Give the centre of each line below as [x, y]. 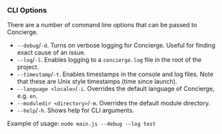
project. [28, 67]
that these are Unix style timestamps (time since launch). [97, 82]
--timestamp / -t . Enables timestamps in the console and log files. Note [115, 74]
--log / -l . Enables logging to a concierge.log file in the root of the [109, 60]
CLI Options [27, 10]
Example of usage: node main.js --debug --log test [81, 124]
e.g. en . [27, 96]
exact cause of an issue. [51, 52]
